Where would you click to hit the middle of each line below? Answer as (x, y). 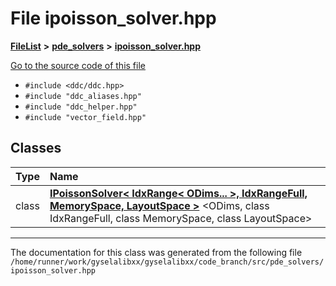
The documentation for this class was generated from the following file (156, 252)
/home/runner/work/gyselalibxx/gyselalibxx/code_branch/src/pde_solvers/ (167, 262)
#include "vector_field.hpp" (85, 117)
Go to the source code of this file (78, 65)
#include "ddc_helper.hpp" (81, 107)
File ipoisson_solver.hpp (113, 18)
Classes (36, 148)
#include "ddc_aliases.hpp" (83, 96)
